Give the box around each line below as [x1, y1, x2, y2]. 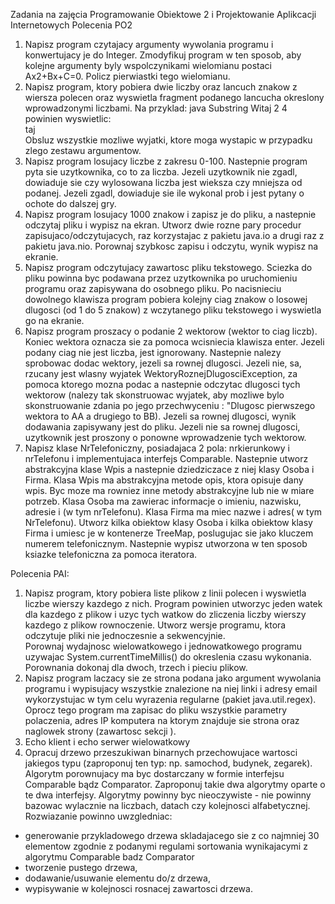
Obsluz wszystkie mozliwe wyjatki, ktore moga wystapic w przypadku [24, 134, 313, 146]
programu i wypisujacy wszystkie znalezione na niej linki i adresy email [24, 683, 318, 694]
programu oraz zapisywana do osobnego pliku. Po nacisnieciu [24, 283, 282, 294]
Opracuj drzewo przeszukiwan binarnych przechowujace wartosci [24, 747, 298, 758]
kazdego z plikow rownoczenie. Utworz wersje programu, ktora [24, 619, 287, 631]
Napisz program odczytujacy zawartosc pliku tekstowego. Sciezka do [24, 262, 313, 273]
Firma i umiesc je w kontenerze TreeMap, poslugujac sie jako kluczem [24, 527, 314, 539]
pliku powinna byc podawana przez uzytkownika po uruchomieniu [24, 272, 298, 284]
